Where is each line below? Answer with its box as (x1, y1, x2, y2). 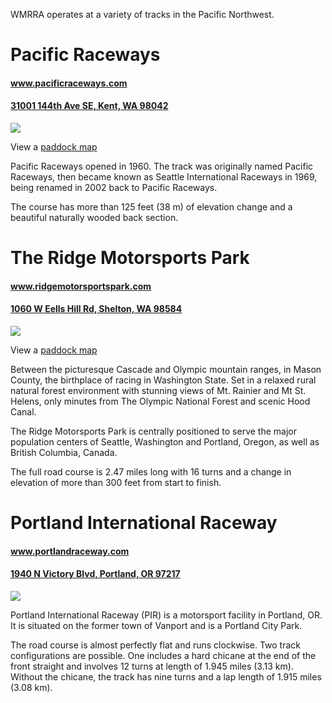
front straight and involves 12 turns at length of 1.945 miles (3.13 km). (10, 660, 294, 672)
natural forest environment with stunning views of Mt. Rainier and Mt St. (10, 384, 307, 396)
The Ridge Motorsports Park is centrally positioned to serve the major (10, 425, 297, 437)
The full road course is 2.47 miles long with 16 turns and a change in (10, 465, 292, 478)
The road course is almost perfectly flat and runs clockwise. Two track (10, 639, 301, 651)
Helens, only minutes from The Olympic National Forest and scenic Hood (10, 395, 311, 407)
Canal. (10, 405, 37, 418)
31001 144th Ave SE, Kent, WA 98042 (10, 100, 169, 112)
